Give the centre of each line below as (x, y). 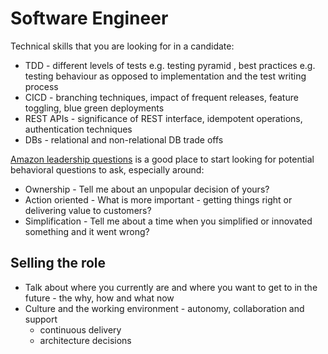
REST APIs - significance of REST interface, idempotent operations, (163, 118)
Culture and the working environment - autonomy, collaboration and (164, 308)
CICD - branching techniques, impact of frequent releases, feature (161, 97)
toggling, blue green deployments (94, 108)
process (41, 86)
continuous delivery (80, 329)
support (41, 319)
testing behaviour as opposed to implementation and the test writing (165, 76)
